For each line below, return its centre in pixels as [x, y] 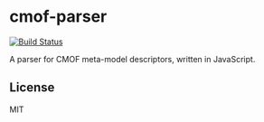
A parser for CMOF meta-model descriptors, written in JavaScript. [132, 59]
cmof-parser [58, 17]
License [32, 88]
